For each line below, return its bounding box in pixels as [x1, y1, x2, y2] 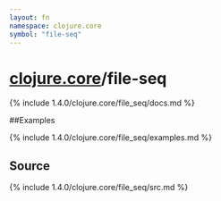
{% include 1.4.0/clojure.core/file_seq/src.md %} [9, 182, 189, 193]
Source [9, 158, 51, 173]
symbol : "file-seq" [9, 29, 82, 38]
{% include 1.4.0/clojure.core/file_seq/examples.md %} [9, 132, 213, 143]
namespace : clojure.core [9, 21, 102, 30]
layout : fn [9, 13, 50, 22]
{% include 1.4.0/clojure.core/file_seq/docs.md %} [9, 97, 195, 108]
